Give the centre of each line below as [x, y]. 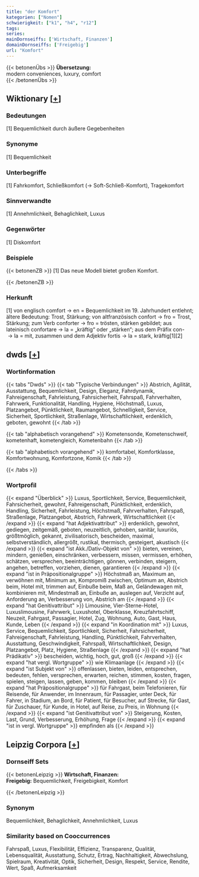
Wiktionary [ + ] [34, 99]
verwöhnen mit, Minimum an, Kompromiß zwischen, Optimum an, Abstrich [97, 580]
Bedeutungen [26, 116]
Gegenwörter [26, 229]
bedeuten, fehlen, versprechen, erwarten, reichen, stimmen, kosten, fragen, [99, 675]
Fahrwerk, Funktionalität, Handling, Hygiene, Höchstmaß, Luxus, [85, 403]
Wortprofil [21, 485]
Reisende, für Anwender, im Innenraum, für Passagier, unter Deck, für [91, 694]
